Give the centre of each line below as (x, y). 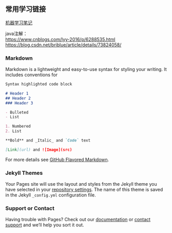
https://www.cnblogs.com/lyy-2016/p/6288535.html (60, 39)
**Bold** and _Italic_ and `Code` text (48, 140)
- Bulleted (17, 112)
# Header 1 (17, 93)
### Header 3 (19, 103)
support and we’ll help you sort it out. (45, 225)
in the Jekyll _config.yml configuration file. (51, 195)
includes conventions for (32, 75)
